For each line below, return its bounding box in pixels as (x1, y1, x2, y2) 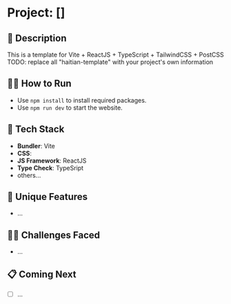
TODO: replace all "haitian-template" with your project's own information (7, 58, 214, 66)
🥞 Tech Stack (7, 123, 65, 135)
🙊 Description (7, 32, 67, 44)
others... (17, 171, 41, 179)
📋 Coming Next (7, 268, 77, 280)
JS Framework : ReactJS (17, 156, 87, 165)
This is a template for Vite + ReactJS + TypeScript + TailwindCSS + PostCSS (7, 50, 224, 59)
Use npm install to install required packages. (17, 96, 147, 104)
